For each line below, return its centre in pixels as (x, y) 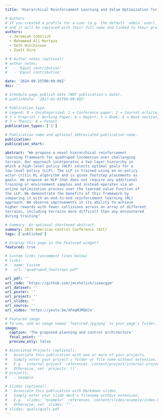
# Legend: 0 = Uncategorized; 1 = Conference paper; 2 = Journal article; (82, 113)
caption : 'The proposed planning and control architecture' (71, 333)
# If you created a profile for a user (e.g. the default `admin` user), (81, 23)
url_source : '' (20, 305)
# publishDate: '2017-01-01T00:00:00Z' (45, 99)
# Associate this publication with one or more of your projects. (76, 355)
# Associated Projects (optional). (41, 350)
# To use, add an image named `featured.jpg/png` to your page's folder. (81, 324)
